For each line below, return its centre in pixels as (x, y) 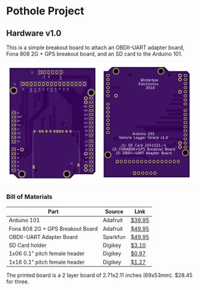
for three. (18, 282)
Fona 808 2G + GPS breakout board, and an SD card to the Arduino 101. (94, 54)
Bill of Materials (29, 197)
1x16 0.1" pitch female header (47, 262)
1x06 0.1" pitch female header (47, 253)
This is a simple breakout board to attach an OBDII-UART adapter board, (95, 47)
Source (114, 212)
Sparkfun (114, 237)
